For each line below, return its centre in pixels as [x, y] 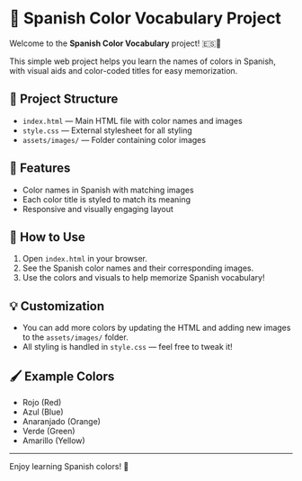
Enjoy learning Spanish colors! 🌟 [69, 466]
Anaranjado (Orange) [62, 421]
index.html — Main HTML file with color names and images [132, 120]
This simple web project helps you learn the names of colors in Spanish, [142, 61]
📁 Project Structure [64, 99]
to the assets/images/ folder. [75, 337]
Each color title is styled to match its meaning [107, 199]
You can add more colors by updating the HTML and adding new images [156, 328]
